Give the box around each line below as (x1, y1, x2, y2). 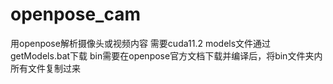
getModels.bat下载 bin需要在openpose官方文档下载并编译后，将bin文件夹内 (10, 49, 323, 62)
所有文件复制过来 (10, 62, 81, 74)
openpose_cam (10, 3, 142, 26)
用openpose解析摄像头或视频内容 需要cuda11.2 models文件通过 (10, 37, 272, 49)
